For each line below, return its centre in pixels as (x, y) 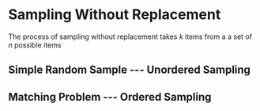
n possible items (35, 44)
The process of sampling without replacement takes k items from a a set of (130, 36)
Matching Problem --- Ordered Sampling (110, 97)
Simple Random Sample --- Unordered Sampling (130, 70)
